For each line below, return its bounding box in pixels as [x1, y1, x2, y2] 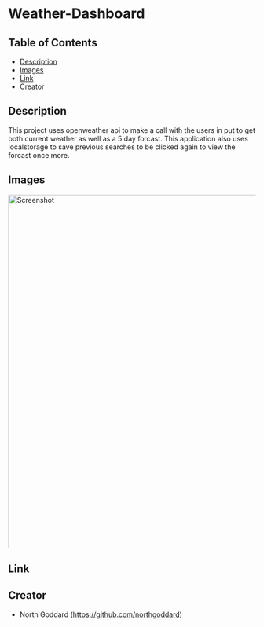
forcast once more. [8, 150, 70, 159]
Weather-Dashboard [8, 5, 145, 23]
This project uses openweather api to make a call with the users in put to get [8, 125, 256, 134]
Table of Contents [8, 36, 98, 49]
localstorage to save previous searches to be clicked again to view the [8, 142, 236, 152]
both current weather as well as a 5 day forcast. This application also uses [8, 134, 249, 143]
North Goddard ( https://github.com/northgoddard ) [19, 610, 183, 619]
